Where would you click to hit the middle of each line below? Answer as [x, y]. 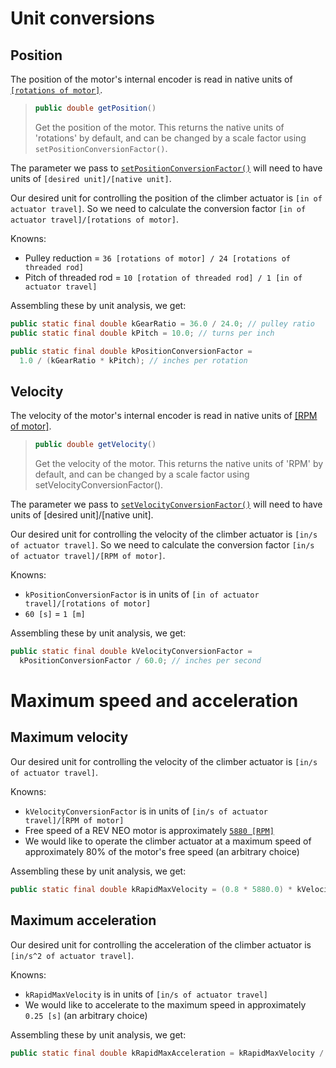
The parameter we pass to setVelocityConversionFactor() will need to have [166, 504]
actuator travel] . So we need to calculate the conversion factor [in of [158, 208]
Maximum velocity [69, 737]
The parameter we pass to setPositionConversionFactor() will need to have [166, 168]
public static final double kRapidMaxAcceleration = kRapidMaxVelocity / [167, 1053]
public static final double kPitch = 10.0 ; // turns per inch [142, 333]
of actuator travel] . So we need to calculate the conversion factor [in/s [162, 545]
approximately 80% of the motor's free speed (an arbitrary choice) [162, 851]
